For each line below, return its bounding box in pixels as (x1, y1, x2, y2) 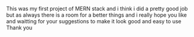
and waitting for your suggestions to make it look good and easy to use (6, 18, 181, 24)
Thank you (6, 24, 33, 31)
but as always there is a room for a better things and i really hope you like (6, 11, 187, 18)
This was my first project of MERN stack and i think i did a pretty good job (6, 5, 188, 12)
